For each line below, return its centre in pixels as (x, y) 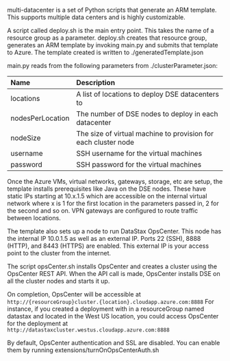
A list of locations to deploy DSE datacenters (148, 94)
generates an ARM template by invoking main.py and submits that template (113, 45)
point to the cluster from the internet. (59, 253)
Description (95, 83)
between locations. (34, 218)
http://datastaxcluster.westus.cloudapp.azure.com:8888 (88, 330)
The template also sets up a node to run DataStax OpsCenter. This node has (114, 231)
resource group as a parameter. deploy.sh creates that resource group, (107, 38)
